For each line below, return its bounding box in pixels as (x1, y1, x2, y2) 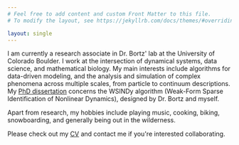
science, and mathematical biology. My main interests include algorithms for (7, 65, 231, 73)
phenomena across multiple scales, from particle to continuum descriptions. (7, 80, 230, 88)
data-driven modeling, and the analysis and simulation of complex (7, 72, 201, 80)
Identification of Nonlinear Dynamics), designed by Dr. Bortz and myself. (7, 95, 220, 103)
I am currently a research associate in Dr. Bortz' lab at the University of (7, 49, 216, 58)
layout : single (7, 30, 53, 37)
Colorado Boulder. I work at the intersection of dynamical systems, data (7, 57, 218, 65)
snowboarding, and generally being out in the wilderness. (7, 116, 176, 124)
